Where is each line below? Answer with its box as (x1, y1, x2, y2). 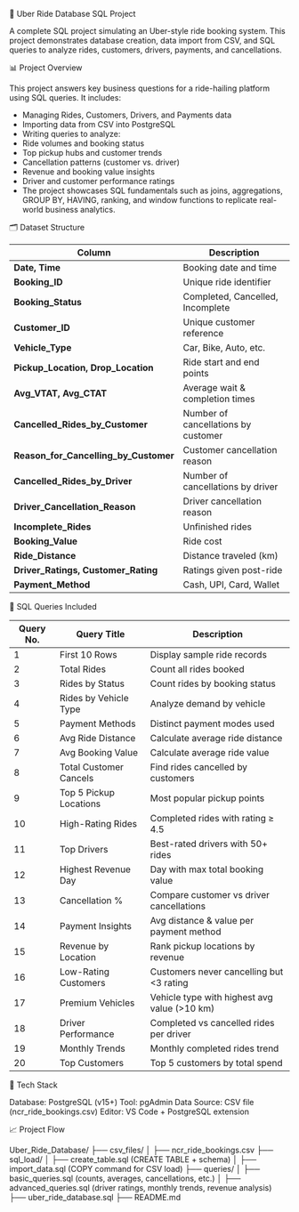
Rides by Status (59, 677, 125, 690)
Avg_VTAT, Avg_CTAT (13, 387, 108, 400)
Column (77, 246, 111, 258)
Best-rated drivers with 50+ (149, 837, 269, 850)
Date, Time (13, 262, 61, 273)
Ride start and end (182, 356, 260, 368)
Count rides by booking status (149, 677, 276, 690)
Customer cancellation (182, 444, 278, 456)
